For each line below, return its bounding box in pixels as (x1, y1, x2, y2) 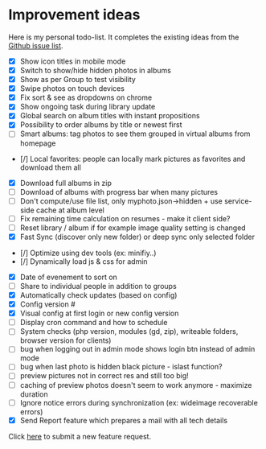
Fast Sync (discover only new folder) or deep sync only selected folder (19, 232, 256, 241)
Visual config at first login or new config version (19, 308, 179, 319)
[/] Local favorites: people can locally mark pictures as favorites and (19, 154, 246, 163)
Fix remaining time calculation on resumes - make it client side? (19, 213, 231, 223)
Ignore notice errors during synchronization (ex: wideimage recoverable (19, 398, 259, 407)
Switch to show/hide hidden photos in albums (19, 66, 171, 75)
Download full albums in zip (19, 178, 113, 187)
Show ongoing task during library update (19, 102, 156, 112)
